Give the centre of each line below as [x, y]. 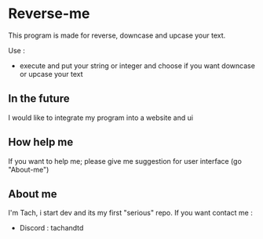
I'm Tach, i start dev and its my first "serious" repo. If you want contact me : [131, 213]
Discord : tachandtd [51, 228]
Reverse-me [49, 14]
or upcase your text [51, 74]
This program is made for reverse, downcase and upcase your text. [117, 35]
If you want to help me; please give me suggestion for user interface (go [125, 161]
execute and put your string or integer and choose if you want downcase [137, 65]
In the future [39, 99]
